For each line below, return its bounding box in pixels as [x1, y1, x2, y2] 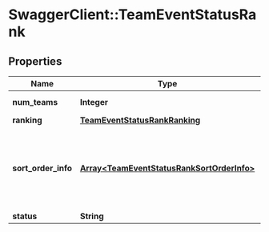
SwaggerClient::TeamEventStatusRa [8, 6, 257, 24]
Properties [8, 54, 62, 68]
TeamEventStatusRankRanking [79, 114, 201, 126]
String [79, 210, 104, 222]
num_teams [12, 97, 58, 107]
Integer [79, 97, 108, 107]
